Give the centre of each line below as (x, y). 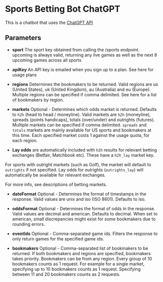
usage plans (24, 75)
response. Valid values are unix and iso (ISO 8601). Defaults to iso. (79, 199)
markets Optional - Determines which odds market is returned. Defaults (84, 109)
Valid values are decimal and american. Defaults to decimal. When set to (85, 214)
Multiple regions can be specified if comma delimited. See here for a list (84, 94)
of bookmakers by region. (38, 100)
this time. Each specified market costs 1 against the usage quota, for (81, 135)
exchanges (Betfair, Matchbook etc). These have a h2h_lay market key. (83, 155)
